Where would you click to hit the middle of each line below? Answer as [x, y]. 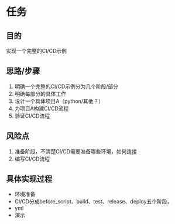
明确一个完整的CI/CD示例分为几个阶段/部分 [66, 86]
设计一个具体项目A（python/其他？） [59, 101]
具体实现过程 [29, 179]
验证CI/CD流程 [32, 116]
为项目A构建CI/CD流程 [42, 108]
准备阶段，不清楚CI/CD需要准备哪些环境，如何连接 [76, 151]
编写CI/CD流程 [32, 159]
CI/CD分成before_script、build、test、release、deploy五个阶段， [93, 202]
